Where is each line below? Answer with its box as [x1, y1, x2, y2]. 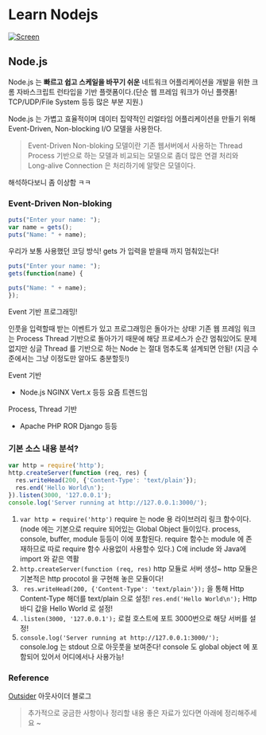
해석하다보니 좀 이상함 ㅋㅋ [8, 177, 91, 187]
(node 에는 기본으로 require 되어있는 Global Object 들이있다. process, [19, 523, 241, 534]
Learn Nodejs [8, 6, 98, 24]
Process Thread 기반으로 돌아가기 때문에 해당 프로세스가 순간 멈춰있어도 [16, 334, 242, 344]
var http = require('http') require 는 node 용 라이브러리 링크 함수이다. [19, 514, 252, 523]
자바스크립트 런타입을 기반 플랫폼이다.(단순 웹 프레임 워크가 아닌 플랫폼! [16, 87, 237, 96]
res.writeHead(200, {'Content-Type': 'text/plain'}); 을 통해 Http [23, 583, 245, 593]
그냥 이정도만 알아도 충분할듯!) [35, 354, 129, 364]
